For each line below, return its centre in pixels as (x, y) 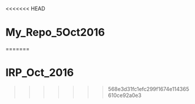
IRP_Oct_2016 (40, 73)
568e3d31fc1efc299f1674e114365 (149, 89)
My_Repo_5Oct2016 (55, 32)
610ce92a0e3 (125, 95)
